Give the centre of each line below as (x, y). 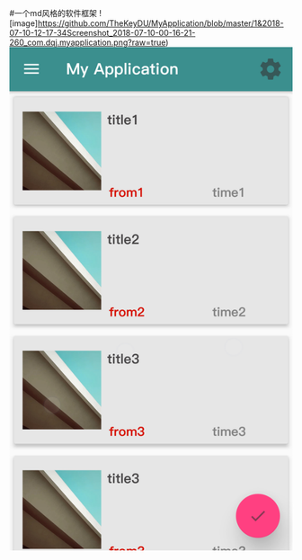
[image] (24, 23)
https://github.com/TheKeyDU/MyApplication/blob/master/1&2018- (161, 23)
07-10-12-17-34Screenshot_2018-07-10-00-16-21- (102, 33)
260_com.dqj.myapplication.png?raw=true (88, 42)
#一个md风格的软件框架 (53, 13)
